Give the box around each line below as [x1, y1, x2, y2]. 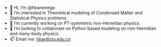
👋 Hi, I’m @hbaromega [9, 5, 55, 10]
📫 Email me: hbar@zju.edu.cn [9, 36, 71, 42]
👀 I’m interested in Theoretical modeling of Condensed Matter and [9, 10, 143, 16]
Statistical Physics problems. [9, 15, 68, 21]
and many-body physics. [9, 31, 60, 36]
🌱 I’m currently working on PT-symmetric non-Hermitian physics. [9, 20, 141, 26]
